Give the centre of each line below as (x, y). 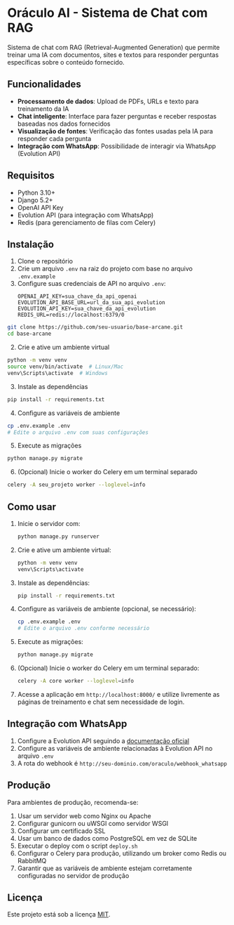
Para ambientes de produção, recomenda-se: (73, 802)
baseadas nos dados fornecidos (64, 124)
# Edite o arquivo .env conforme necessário (83, 629)
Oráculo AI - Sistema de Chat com (108, 13)
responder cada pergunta (54, 138)
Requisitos (31, 176)
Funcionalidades (44, 85)
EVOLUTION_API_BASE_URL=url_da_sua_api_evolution (91, 303)
